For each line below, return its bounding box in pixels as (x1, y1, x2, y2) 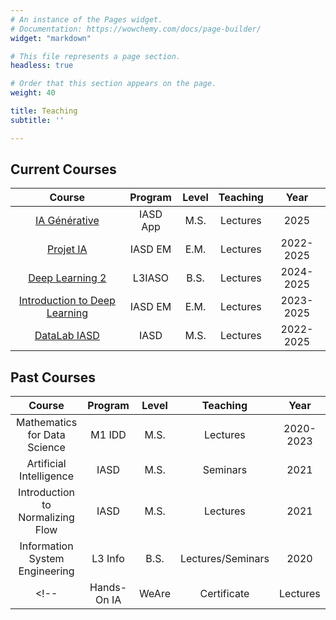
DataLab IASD (34, 329, 100, 343)
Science (27, 441, 66, 455)
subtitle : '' (10, 115, 65, 125)
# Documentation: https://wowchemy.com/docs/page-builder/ (10, 24, 262, 34)
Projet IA (47, 242, 88, 256)
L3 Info (91, 552, 125, 566)
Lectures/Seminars (179, 552, 270, 566)
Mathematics (15, 416, 78, 430)
